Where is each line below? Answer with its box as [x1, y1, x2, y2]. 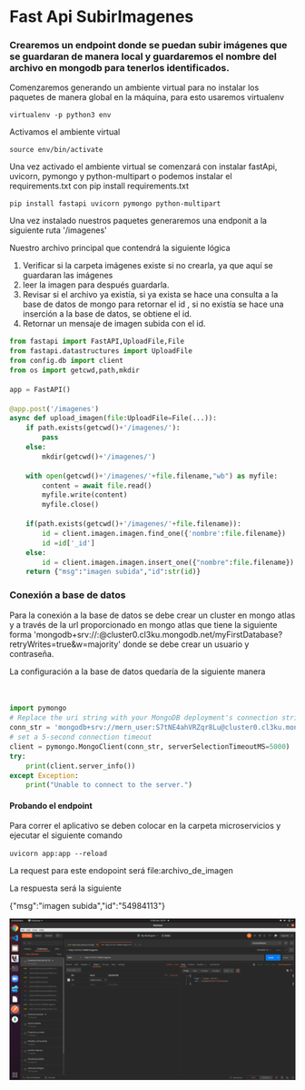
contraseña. [9, 648, 54, 659]
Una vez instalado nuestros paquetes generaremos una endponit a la [9, 216, 268, 227]
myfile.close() [42, 500, 100, 510]
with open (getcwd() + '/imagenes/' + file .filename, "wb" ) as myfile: [25, 471, 279, 480]
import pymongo [9, 703, 67, 713]
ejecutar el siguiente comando [9, 830, 123, 841]
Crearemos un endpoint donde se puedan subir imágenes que [9, 39, 288, 52]
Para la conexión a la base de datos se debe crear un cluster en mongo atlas [9, 610, 296, 621]
